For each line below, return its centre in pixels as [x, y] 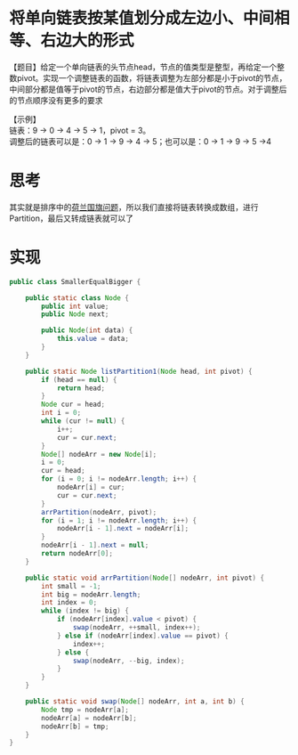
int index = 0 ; [69, 603]
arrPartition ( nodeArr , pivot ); [99, 512]
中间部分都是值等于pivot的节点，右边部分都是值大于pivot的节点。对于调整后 [148, 89]
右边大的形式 [88, 41]
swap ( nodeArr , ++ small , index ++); [137, 628]
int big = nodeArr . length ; [91, 594]
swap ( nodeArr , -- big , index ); [129, 661]
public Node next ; [75, 314]
